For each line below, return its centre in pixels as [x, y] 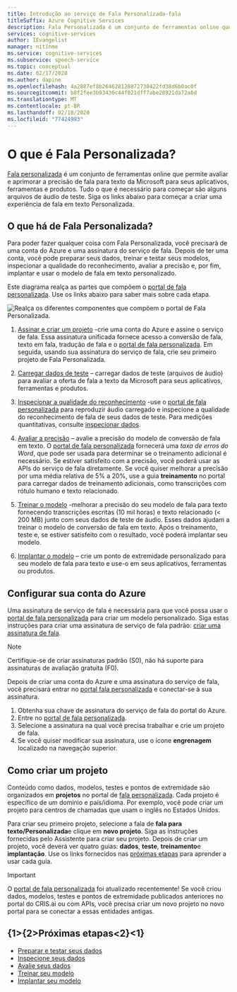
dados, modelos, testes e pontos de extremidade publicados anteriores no [115, 896]
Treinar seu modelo [45, 973]
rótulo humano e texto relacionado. [68, 491]
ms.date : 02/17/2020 [38, 73]
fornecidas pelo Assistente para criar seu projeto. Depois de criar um [108, 839]
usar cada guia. [30, 861]
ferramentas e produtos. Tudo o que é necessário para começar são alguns [117, 189]
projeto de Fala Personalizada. [61, 360]
